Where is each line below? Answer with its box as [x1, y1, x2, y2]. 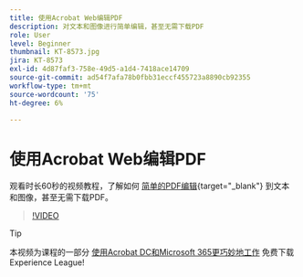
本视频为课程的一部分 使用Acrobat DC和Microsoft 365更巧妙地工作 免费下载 [9, 247, 295, 258]
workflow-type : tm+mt [9, 81, 92, 91]
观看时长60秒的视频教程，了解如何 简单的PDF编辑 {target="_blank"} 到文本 [9, 180, 290, 192]
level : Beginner [9, 38, 71, 48]
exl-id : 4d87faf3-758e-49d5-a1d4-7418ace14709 [9, 65, 190, 74]
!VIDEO [31, 210, 59, 221]
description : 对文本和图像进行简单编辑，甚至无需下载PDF [9, 22, 204, 31]
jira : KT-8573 [9, 56, 64, 65]
